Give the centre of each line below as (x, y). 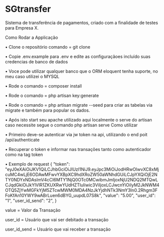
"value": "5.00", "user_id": (129, 195)
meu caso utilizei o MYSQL (32, 76)
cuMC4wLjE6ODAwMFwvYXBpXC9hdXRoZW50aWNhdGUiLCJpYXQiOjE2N (82, 174)
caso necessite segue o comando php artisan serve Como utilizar (71, 125)
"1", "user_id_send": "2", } (31, 201)
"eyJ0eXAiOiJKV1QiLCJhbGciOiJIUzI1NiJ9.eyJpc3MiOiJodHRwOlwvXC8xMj (82, 169)
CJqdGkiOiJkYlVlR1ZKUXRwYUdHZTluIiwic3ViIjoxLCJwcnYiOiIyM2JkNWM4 (82, 185)
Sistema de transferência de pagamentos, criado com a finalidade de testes (82, 23)
